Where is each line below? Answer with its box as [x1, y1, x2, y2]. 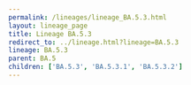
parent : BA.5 [8, 54, 57, 63]
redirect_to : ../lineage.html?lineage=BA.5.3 [8, 37, 179, 47]
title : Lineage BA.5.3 [8, 29, 92, 38]
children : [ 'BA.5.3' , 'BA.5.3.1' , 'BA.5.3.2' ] [8, 63, 183, 72]
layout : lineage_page [8, 21, 88, 30]
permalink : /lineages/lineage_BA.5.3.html [8, 12, 167, 22]
